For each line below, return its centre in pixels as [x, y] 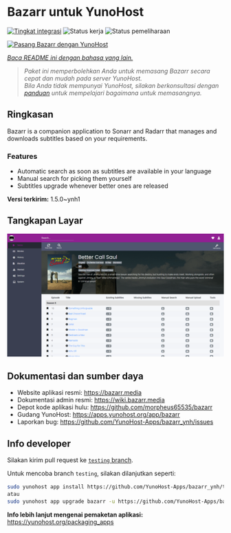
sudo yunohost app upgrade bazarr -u [61, 501]
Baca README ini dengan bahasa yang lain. [70, 57]
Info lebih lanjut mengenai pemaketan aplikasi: [75, 514]
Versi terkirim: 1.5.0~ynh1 [44, 199]
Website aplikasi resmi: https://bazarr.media [79, 393]
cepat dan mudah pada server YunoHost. [83, 78]
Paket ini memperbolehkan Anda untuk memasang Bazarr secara [117, 71]
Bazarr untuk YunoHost [76, 12]
